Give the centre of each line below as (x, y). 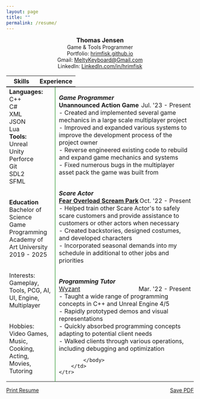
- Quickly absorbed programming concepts (120, 326)
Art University (28, 247)
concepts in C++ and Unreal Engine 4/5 (114, 304)
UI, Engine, (24, 298)
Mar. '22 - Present (165, 289)
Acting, (19, 356)
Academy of (26, 240)
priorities (71, 260)
